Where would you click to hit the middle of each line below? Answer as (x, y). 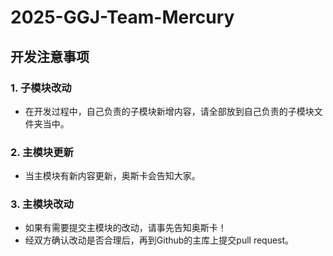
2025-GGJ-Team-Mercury (122, 17)
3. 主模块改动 (42, 204)
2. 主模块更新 (42, 152)
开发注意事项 (50, 56)
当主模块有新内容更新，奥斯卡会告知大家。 (112, 176)
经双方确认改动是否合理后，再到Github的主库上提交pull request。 (159, 240)
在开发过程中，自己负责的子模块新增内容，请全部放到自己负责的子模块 (169, 111)
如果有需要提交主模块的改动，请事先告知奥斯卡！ (125, 228)
